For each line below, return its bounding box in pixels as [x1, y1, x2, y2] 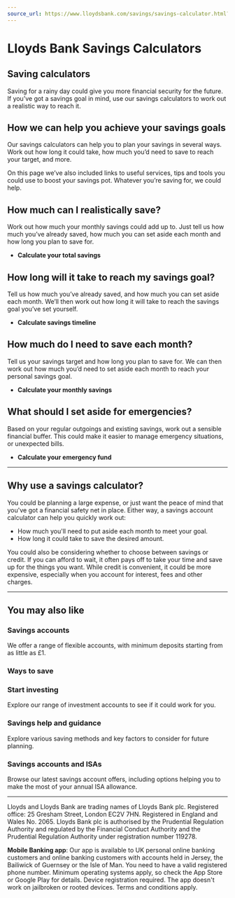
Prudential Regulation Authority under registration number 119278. [7, 832, 197, 841]
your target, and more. [7, 155, 72, 164]
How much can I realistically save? [7, 204, 161, 216]
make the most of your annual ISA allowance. [7, 783, 138, 791]
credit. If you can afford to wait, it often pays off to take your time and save [7, 555, 222, 563]
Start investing [7, 685, 59, 695]
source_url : [7, 10, 42, 17]
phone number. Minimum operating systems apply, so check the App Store [7, 869, 223, 876]
